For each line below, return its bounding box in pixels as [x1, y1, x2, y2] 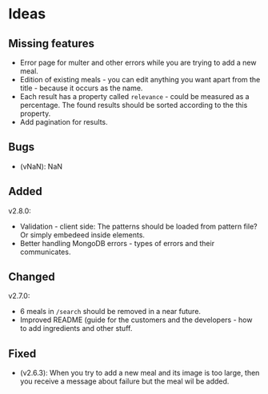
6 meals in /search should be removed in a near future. [19, 307, 202, 316]
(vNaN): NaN [19, 161, 62, 171]
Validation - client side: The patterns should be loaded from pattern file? [19, 221, 258, 231]
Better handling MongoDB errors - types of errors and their [19, 238, 214, 248]
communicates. [19, 247, 71, 257]
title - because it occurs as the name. [19, 83, 143, 93]
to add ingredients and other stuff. [19, 324, 133, 333]
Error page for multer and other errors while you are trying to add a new [19, 58, 257, 67]
